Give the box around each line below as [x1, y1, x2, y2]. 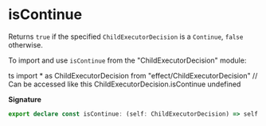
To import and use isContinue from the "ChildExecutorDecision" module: [8, 55, 247, 65]
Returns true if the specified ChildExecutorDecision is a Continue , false [8, 32, 244, 41]
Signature [8, 94, 42, 104]
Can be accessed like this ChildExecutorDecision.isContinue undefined [8, 79, 241, 89]
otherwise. [8, 40, 44, 49]
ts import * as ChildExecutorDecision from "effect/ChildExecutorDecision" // [8, 71, 258, 80]
